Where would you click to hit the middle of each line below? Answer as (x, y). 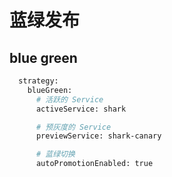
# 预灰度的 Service (73, 127)
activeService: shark (81, 109)
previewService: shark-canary (98, 136)
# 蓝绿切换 (55, 154)
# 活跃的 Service (69, 99)
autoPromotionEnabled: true (94, 164)
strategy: (38, 81)
